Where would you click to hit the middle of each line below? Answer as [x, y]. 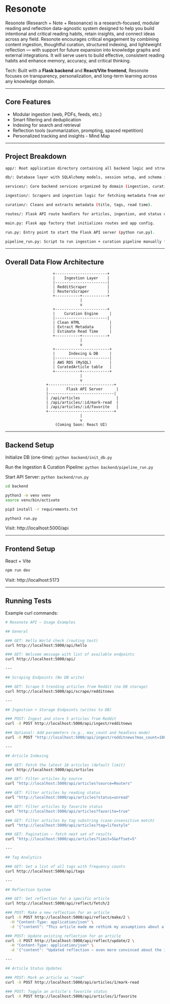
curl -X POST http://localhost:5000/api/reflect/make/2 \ [68, 917]
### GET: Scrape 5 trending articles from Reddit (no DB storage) [77, 687]
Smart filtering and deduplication [47, 119]
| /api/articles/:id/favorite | [82, 407]
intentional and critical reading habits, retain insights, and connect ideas [80, 34]
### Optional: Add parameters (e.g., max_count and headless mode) [78, 733]
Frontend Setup [30, 549]
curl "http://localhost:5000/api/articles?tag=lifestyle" [68, 825]
